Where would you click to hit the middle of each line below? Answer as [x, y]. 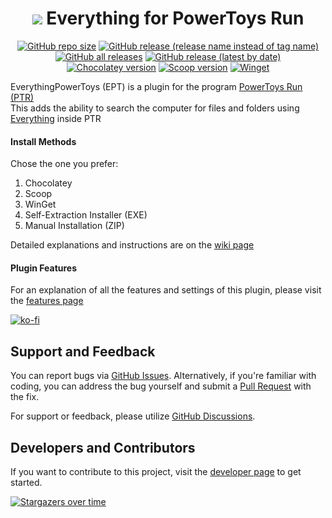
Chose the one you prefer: [64, 164]
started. [26, 482]
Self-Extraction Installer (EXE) [86, 215]
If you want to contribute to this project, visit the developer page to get [156, 471]
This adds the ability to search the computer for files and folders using [155, 108]
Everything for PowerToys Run [175, 18]
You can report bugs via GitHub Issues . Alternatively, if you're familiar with [163, 376]
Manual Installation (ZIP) [74, 226]
